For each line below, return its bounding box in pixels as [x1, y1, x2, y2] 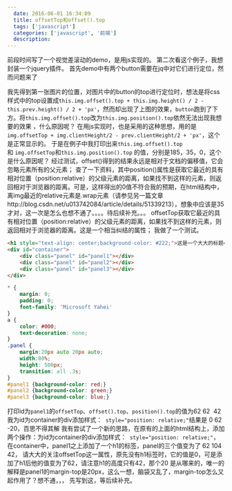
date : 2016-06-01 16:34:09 [13, 10, 91, 17]
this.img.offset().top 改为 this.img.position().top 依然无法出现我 [25, 113, 216, 122]
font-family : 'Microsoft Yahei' [19, 304, 113, 311]
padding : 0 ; [19, 297, 54, 304]
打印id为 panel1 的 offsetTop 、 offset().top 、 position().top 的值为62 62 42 [7, 407, 222, 416]
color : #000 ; [19, 323, 57, 330]
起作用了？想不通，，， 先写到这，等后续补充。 [7, 476, 136, 485]
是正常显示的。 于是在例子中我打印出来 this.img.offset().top [7, 140, 183, 148]
